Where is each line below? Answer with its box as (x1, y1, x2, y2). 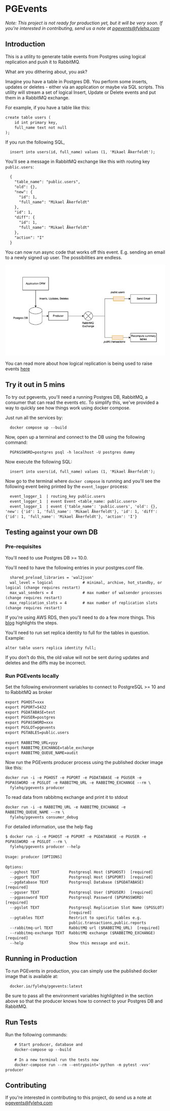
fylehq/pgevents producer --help (10, 844, 81, 849)
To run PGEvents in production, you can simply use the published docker (5, 967, 158, 974)
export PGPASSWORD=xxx (5, 720, 53, 725)
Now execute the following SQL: (5, 459, 73, 465)
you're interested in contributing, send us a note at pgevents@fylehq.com (5, 25, 160, 31)
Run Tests (5, 1018, 38, 1027)
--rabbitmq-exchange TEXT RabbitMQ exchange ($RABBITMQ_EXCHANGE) (10, 930, 156, 935)
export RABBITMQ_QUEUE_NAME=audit (5, 750, 79, 755)
